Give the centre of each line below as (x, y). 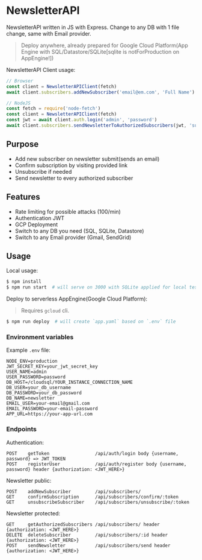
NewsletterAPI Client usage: (41, 69)
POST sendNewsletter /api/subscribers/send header (88, 546)
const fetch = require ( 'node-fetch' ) (54, 109)
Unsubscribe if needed (43, 171)
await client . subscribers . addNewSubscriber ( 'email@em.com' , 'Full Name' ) (101, 92)
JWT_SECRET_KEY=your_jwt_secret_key (52, 367)
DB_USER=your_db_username (38, 388)
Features (23, 197)
